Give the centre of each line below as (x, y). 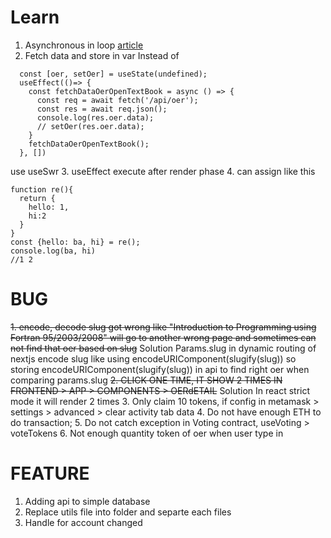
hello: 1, (49, 207)
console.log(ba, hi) (53, 251)
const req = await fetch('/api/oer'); (117, 100)
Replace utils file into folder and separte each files (128, 512)
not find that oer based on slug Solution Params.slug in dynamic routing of (163, 348)
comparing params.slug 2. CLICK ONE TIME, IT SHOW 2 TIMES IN (146, 380)
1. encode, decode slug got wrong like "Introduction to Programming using (163, 327)
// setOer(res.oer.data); (90, 126)
